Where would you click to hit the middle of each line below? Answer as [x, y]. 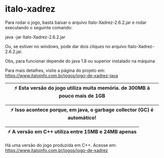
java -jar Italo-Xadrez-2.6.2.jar [35, 37]
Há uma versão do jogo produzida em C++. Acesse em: [61, 145]
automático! [82, 118]
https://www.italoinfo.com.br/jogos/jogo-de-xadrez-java [61, 75]
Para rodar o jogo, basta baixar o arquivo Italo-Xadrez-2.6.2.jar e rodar [76, 22]
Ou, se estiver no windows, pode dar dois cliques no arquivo [66, 46]
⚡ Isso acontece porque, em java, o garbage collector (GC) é [82, 109]
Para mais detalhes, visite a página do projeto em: [55, 70]
